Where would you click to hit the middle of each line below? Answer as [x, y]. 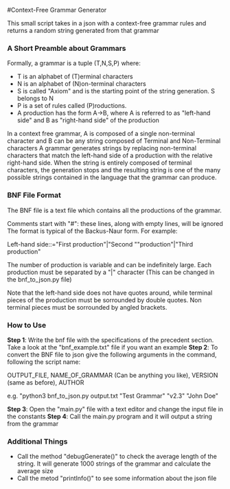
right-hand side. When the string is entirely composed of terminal [100, 163]
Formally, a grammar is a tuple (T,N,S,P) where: [74, 63]
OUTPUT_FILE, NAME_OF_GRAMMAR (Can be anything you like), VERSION [113, 375]
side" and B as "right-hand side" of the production [88, 120]
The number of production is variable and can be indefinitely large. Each [109, 264]
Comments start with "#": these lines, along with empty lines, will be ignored [115, 223]
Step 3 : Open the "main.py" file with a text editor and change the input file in [115, 409]
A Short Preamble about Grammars [67, 48]
